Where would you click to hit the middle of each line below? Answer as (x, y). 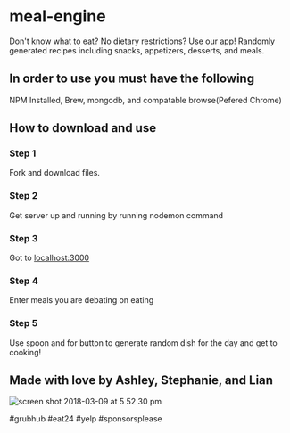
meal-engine (58, 16)
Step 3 (24, 238)
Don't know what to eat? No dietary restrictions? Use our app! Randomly (142, 41)
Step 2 (24, 196)
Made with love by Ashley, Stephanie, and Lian (141, 380)
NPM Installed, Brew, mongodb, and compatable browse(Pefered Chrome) (146, 100)
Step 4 (24, 281)
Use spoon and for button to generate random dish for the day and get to (144, 343)
